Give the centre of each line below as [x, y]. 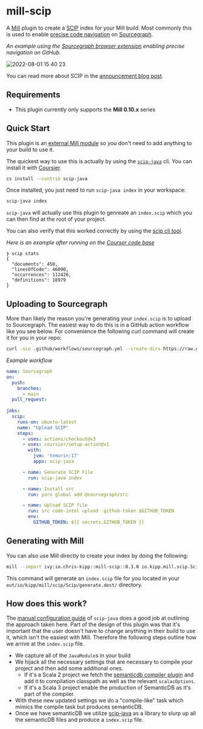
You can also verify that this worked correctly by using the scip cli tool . [95, 231]
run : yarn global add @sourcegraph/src [78, 494]
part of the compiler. [50, 694]
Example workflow [29, 360]
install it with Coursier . [34, 167]
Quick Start [28, 128]
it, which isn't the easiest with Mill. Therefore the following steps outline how [101, 637]
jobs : [13, 411]
